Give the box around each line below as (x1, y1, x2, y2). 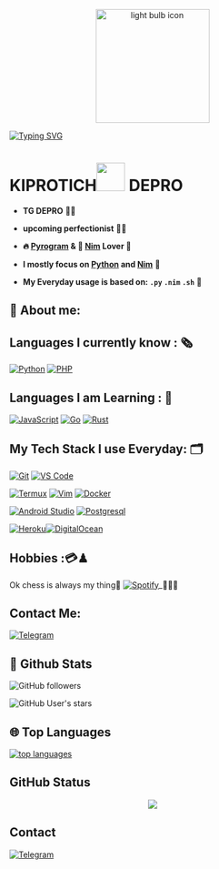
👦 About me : (9, 303, 81, 318)
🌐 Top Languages (9, 724, 112, 740)
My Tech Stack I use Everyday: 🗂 (9, 441, 204, 457)
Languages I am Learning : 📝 (9, 389, 173, 405)
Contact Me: (9, 605, 82, 621)
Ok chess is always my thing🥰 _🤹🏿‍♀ (9, 579, 179, 591)
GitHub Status (9, 774, 91, 791)
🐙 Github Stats (9, 656, 93, 672)
